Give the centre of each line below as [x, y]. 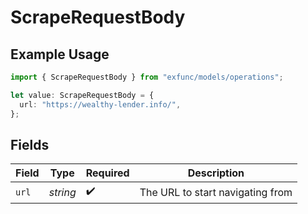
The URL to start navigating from [216, 192]
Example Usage [60, 54]
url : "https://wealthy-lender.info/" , [100, 104]
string [62, 192]
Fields [30, 144]
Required [107, 173]
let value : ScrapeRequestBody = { [82, 95]
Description [216, 173]
